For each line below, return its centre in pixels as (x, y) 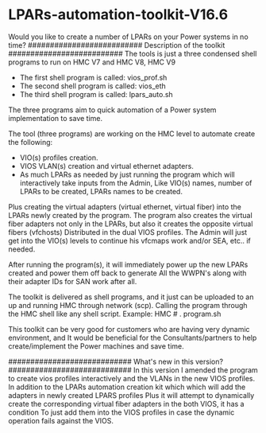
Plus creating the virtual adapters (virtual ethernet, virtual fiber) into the (125, 207)
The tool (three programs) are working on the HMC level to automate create (132, 134)
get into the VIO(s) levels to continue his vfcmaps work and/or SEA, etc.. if (130, 240)
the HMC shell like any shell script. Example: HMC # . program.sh (115, 314)
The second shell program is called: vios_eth (93, 86)
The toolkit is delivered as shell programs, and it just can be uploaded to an (131, 297)
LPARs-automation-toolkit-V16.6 (118, 15)
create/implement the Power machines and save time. (96, 346)
